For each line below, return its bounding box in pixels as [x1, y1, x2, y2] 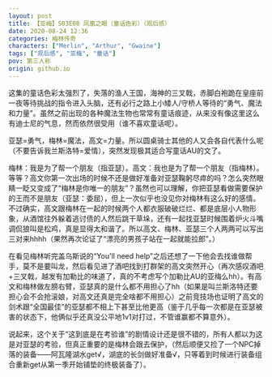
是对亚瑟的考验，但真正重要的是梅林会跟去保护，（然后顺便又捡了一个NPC [8, 339, 254, 349]
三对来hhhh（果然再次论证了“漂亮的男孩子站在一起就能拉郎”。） [8, 233, 220, 243]
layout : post [8, 11, 53, 20]
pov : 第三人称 [8, 58, 51, 66]
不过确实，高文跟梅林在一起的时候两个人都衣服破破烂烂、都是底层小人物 [8, 203, 249, 213]
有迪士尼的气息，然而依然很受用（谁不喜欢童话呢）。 [8, 118, 182, 128]
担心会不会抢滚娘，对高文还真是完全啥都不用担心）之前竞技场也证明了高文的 [8, 291, 264, 301]
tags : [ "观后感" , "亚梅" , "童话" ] [8, 49, 117, 58]
